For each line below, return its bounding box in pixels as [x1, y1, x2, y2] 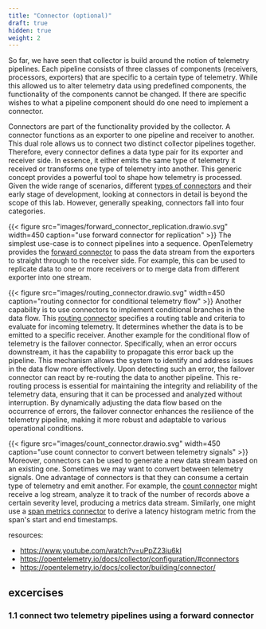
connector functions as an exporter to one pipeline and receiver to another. [8, 131, 255, 140]
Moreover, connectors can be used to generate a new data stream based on [8, 455, 258, 466]
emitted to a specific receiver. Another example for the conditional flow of [8, 330, 250, 340]
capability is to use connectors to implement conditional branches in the [8, 305, 245, 314]
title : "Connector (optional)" [8, 11, 112, 20]
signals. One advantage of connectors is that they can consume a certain [8, 473, 249, 482]
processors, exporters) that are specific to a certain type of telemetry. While [8, 72, 258, 82]
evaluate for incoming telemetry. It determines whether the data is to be [8, 322, 244, 331]
